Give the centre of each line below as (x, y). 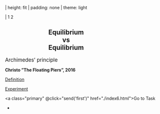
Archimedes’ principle (31, 60)
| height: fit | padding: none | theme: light (46, 8)
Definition (15, 79)
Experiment (17, 89)
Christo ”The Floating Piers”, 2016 (40, 70)
